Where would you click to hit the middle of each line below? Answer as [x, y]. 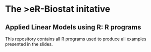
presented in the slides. [29, 44]
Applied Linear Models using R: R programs [73, 27]
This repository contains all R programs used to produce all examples [76, 39]
